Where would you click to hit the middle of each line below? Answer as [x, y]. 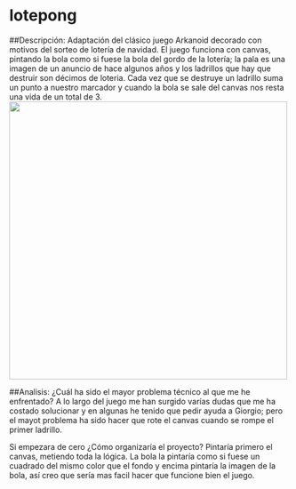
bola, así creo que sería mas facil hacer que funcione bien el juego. [132, 475]
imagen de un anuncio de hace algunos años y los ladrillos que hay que [140, 68]
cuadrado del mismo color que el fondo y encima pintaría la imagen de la [143, 465]
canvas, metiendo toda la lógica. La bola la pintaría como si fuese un [135, 456]
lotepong [43, 16]
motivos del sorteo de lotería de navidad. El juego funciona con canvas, [140, 49]
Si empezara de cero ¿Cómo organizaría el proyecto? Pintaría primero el [141, 446]
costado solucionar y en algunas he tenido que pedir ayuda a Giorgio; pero [146, 411]
